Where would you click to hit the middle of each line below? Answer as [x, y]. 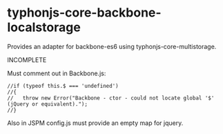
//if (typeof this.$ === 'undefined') [63, 86]
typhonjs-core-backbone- [84, 13]
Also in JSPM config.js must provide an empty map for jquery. [95, 123]
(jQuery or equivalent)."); [48, 104]
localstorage [44, 27]
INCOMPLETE [27, 59]
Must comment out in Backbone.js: [57, 73]
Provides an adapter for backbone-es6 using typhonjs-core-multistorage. [112, 46]
